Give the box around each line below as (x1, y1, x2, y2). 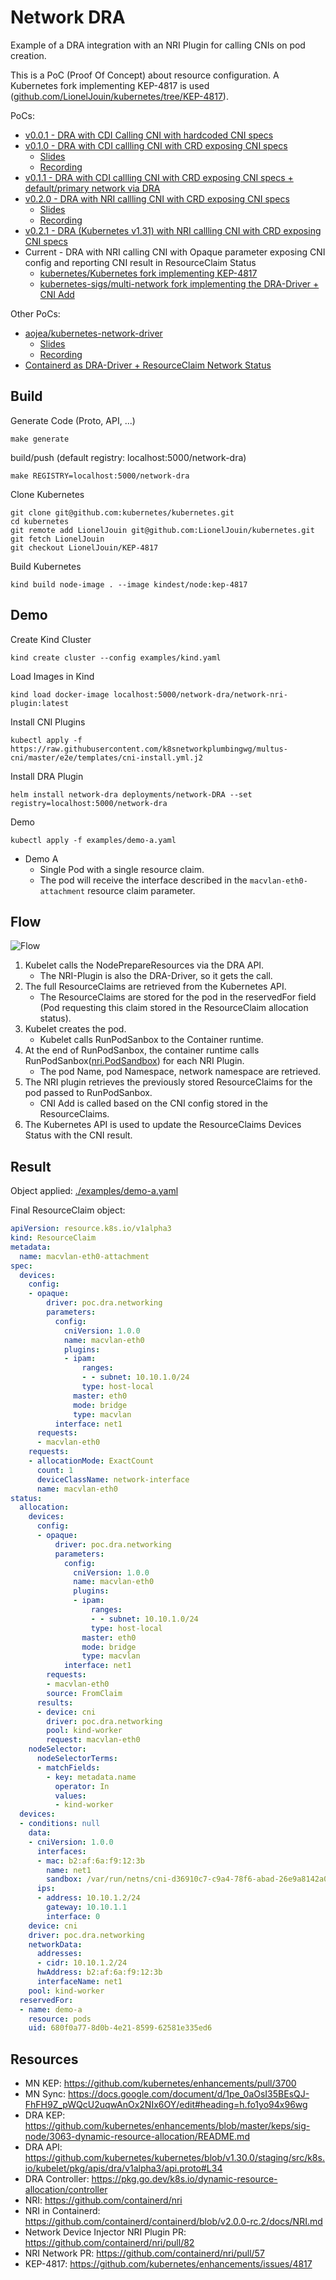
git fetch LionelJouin (10, 534, 105, 544)
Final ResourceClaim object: (10, 1204, 126, 1216)
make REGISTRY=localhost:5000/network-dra (10, 471, 190, 481)
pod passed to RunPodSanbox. (24, 1087, 153, 1099)
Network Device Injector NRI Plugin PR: (24, 2226, 187, 2238)
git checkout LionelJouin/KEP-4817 (10, 542, 159, 553)
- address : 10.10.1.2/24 (36, 1893, 141, 1903)
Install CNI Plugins (10, 716, 86, 728)
